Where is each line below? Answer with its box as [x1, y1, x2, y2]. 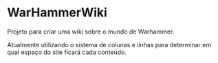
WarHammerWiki [7, 5, 108, 21]
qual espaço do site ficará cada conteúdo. [7, 48, 127, 56]
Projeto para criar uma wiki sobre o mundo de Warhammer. [7, 27, 175, 36]
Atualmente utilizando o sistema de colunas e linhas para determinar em [7, 40, 212, 49]
